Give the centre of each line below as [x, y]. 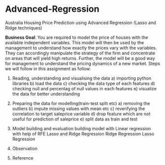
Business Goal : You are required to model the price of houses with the [77, 37]
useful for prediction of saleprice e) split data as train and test [75, 119]
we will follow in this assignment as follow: [48, 69]
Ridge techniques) [24, 27]
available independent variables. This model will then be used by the [75, 42]
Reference [23, 158]
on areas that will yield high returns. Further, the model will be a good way [80, 58]
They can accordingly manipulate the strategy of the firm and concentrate [80, 53]
